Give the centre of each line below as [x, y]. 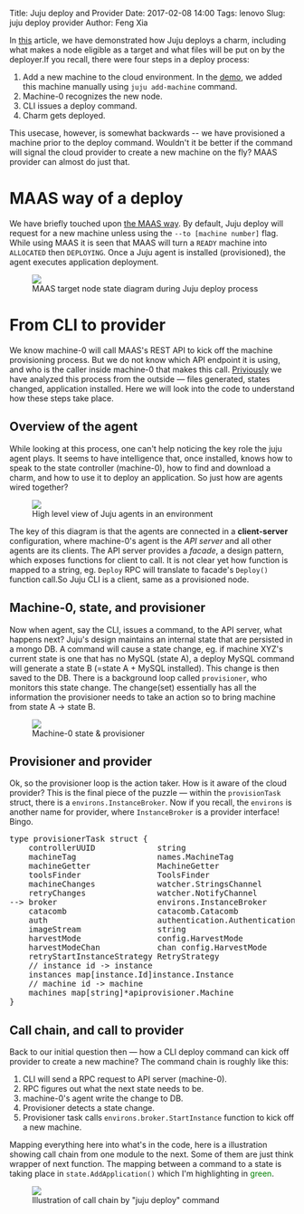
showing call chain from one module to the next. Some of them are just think [152, 1154]
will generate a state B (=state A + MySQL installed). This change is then [144, 668]
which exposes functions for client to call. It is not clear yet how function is [149, 559]
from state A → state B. [52, 706]
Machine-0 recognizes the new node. [92, 96]
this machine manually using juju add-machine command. [130, 86]
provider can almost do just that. [70, 162]
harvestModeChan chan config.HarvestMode [148, 948]
